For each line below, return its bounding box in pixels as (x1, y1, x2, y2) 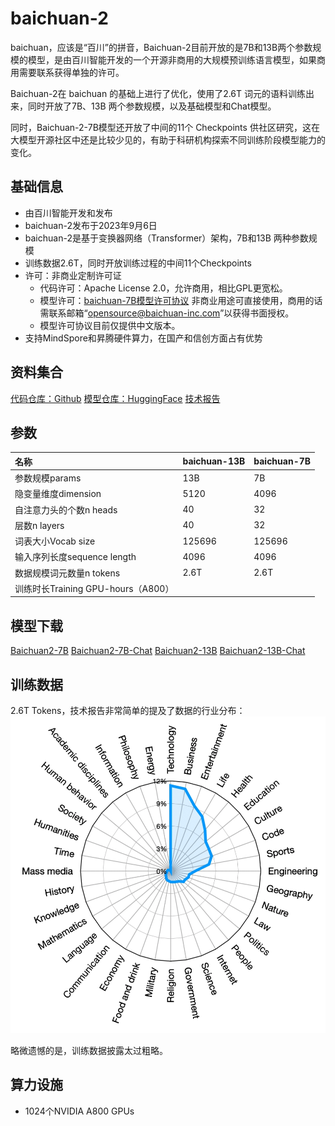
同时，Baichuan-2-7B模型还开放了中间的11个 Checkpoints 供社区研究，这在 (10, 121, 320, 133)
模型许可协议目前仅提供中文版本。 (39, 319, 181, 331)
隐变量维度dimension (14, 488, 102, 500)
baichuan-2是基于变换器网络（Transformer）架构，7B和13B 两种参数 (24, 232, 309, 244)
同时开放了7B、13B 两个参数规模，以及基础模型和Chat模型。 (27, 100, 277, 112)
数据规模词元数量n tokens (14, 567, 121, 579)
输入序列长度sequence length (14, 551, 137, 563)
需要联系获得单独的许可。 (18, 66, 125, 78)
